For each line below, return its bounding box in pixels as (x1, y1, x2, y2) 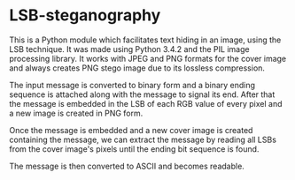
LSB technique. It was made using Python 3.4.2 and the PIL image (9, 43, 250, 54)
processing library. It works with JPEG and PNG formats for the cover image (9, 53, 287, 64)
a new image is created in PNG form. (9, 108, 144, 118)
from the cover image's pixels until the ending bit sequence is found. (9, 143, 260, 154)
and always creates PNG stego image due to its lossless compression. (9, 63, 266, 73)
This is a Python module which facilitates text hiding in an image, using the (9, 34, 282, 45)
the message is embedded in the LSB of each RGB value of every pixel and (9, 98, 283, 109)
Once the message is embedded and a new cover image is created (9, 124, 253, 135)
